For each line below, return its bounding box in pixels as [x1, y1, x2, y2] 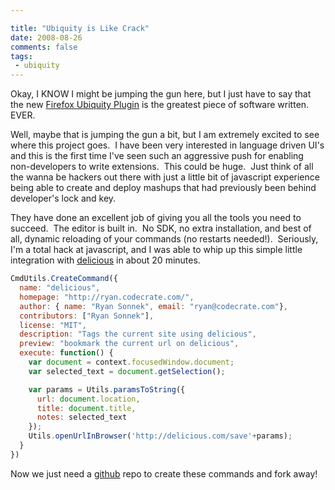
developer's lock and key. [10, 192, 117, 205]
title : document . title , [36, 403, 137, 413]
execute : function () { [19, 348, 114, 358]
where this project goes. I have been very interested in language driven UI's [10, 139, 325, 151]
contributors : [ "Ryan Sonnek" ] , [19, 311, 155, 321]
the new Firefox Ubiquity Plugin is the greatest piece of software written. [10, 99, 310, 111]
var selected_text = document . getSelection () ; [28, 366, 226, 376]
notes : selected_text [36, 412, 128, 423]
